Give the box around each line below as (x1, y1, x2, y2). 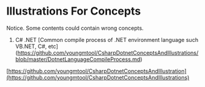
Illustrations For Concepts (6, 4, 141, 18)
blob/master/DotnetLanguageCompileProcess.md (15, 55, 141, 63)
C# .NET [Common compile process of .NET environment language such (15, 36, 199, 43)
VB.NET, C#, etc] (15, 43, 58, 50)
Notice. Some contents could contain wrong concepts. (6, 24, 144, 32)
